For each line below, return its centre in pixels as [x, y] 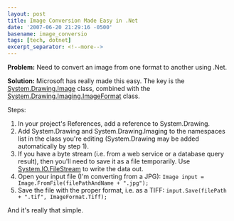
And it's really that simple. [46, 210]
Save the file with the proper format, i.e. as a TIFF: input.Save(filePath [122, 190]
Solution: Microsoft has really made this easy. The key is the [96, 81]
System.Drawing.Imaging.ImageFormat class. [74, 96]
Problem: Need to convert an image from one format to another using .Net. [117, 67]
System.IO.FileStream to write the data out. [80, 169]
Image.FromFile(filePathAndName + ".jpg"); [83, 183]
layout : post [27, 14]
